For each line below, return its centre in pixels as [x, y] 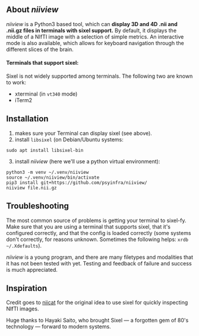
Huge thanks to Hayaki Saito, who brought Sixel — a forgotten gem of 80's [97, 321]
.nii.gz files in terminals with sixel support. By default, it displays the [91, 30]
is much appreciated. [32, 270]
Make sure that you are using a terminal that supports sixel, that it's [89, 226]
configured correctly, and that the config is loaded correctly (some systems [99, 233]
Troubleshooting [38, 206]
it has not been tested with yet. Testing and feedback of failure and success [99, 263]
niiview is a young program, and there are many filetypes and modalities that [100, 257]
